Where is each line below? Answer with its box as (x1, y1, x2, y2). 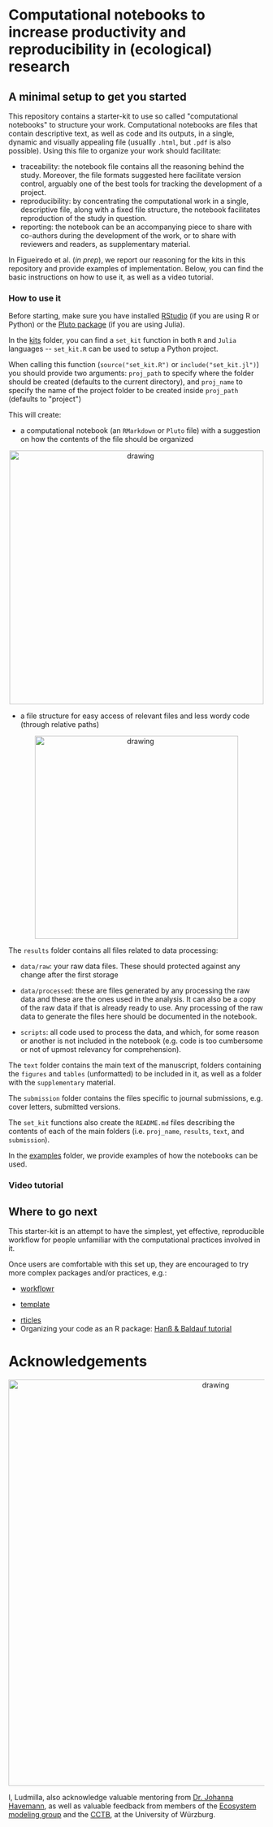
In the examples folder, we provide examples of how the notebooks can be (8, 1151, 258, 1161)
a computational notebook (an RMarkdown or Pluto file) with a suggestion (19, 426, 262, 435)
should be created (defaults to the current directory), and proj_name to (8, 377, 244, 387)
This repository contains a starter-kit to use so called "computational (8, 111, 238, 121)
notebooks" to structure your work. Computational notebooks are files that (8, 120, 258, 129)
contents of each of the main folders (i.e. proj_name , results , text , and (8, 1127, 245, 1136)
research (8, 58, 71, 76)
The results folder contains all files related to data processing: (8, 946, 219, 955)
